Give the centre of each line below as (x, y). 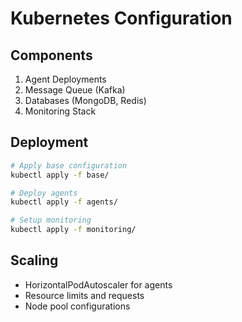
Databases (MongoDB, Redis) (85, 100)
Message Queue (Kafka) (75, 90)
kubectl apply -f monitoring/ (73, 230)
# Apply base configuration (69, 165)
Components (51, 55)
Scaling (34, 260)
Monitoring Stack (60, 111)
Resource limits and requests (84, 295)
